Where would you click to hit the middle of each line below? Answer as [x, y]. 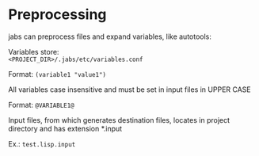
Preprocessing [57, 15]
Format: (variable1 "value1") [57, 74]
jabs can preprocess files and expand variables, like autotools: [110, 36]
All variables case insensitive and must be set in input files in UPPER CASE [129, 89]
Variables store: [34, 51]
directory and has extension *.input [65, 128]
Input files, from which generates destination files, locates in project [119, 120]
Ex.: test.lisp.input [42, 143]
